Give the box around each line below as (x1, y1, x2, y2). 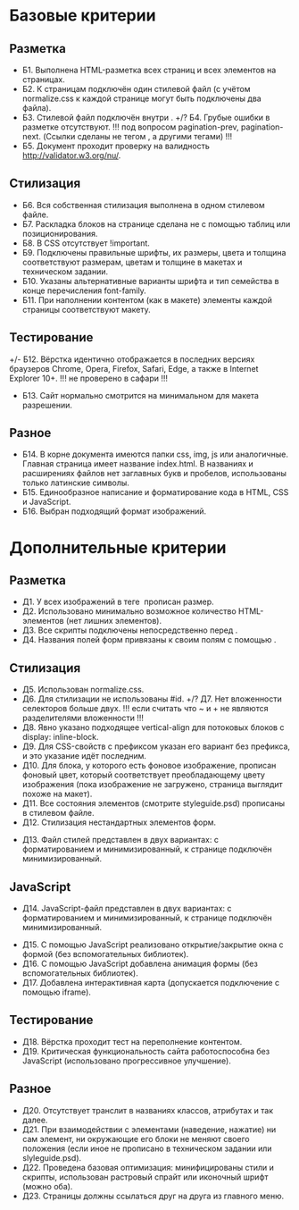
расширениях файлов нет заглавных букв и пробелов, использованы (21, 468, 287, 479)
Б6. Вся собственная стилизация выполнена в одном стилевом (21, 199, 265, 210)
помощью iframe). (21, 987, 92, 997)
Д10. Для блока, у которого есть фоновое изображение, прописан (21, 760, 277, 771)
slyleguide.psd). (21, 1152, 82, 1163)
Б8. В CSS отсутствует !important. (21, 238, 150, 248)
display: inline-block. (21, 732, 99, 743)
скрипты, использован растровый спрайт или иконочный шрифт (21, 1172, 270, 1182)
